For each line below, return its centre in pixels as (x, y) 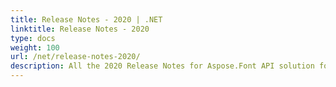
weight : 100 (35, 47)
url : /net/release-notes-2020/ (75, 57)
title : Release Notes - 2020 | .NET (86, 19)
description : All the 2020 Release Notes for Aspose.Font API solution (162, 66)
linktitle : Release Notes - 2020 (80, 29)
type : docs (33, 38)
